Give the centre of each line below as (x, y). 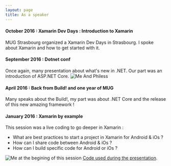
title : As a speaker (27, 15)
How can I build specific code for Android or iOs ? (65, 148)
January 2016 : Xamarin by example (44, 116)
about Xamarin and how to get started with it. (53, 48)
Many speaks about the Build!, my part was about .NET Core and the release (86, 99)
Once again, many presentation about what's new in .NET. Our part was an (84, 71)
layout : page (19, 10)
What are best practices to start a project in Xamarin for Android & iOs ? (88, 137)
